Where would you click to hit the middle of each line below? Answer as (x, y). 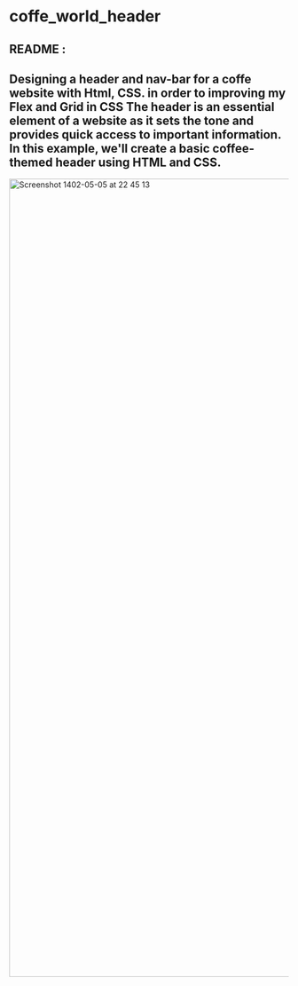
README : (38, 49)
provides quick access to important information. (145, 134)
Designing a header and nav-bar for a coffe (130, 79)
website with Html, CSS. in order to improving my (148, 93)
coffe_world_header (85, 16)
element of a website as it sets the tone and (132, 120)
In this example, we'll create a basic (110, 148)
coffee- (233, 148)
